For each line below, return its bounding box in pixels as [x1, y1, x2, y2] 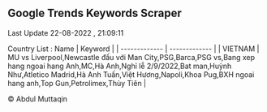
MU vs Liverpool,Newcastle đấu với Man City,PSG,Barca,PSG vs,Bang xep [7, 52, 256, 62]
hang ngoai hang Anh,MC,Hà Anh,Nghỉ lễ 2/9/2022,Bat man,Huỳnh [7, 61, 232, 71]
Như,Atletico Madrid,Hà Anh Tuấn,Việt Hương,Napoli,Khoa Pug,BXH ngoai [7, 69, 255, 80]
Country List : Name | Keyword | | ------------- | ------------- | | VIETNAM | [7, 44, 260, 54]
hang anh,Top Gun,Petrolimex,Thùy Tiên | [7, 78, 147, 88]
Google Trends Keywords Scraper [7, 6, 182, 20]
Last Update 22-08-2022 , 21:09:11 [7, 28, 124, 37]
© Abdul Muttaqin [7, 93, 68, 104]
